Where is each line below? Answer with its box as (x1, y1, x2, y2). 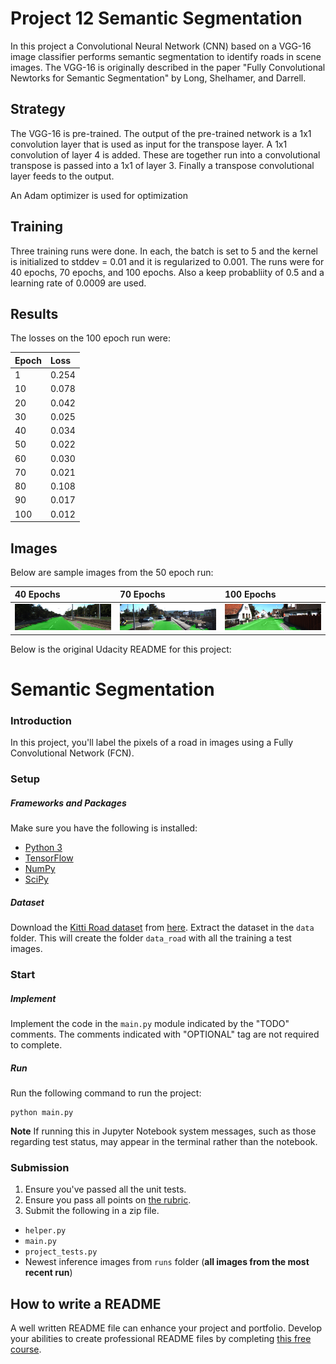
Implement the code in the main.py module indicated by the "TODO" (10, 1018, 290, 1030)
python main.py (10, 1108, 74, 1118)
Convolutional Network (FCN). (10, 747, 135, 759)
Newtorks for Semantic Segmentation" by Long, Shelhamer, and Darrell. (10, 72, 307, 84)
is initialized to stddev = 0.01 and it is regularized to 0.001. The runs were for (10, 255, 325, 267)
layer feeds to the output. (10, 170, 115, 182)
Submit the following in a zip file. (24, 1205, 160, 1217)
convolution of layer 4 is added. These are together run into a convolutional (10, 148, 321, 161)
